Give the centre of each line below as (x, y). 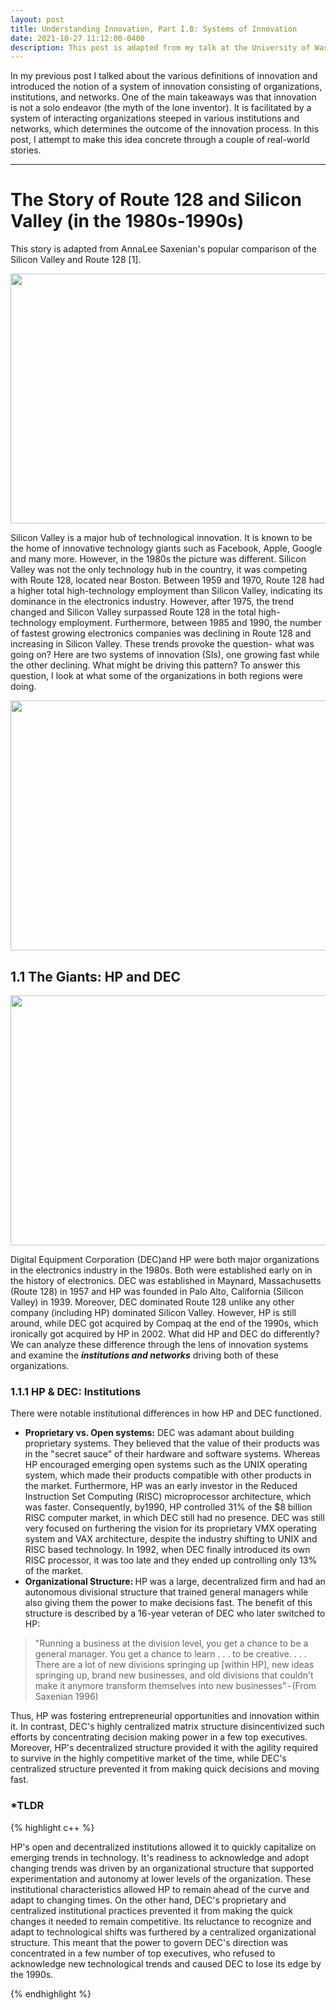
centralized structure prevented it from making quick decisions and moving (165, 1769)
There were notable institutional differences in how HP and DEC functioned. (166, 1413)
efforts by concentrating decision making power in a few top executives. (159, 1737)
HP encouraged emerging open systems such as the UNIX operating (166, 1465)
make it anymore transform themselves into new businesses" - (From (175, 1686)
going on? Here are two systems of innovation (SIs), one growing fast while (165, 655)
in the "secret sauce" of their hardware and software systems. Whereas (172, 1454)
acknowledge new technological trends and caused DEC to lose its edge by (166, 1963)
